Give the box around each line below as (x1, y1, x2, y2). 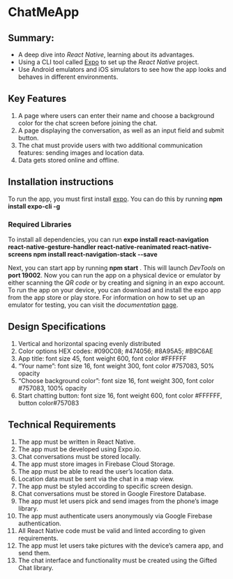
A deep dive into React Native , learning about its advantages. (17, 50, 195, 59)
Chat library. (17, 563, 54, 572)
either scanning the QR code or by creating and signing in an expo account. (8, 278, 225, 287)
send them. (17, 548, 51, 557)
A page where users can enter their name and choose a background (17, 111, 215, 119)
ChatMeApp (8, 4, 80, 20)
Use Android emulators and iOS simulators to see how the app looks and (17, 66, 227, 73)
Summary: (8, 32, 54, 44)
